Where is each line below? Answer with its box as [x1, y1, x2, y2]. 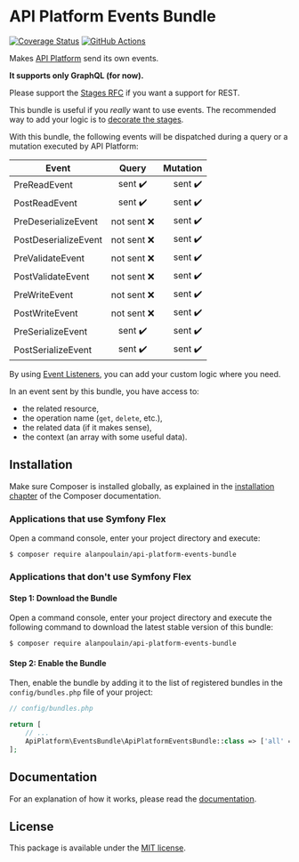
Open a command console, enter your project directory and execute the [9, 612, 272, 624]
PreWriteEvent [13, 289, 74, 302]
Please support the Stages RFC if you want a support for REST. [9, 87, 240, 98]
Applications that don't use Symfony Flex [9, 570, 192, 583]
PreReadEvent [13, 179, 73, 191]
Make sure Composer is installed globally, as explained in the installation [9, 480, 275, 491]
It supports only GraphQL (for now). [9, 69, 144, 81]
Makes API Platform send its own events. [9, 52, 159, 63]
